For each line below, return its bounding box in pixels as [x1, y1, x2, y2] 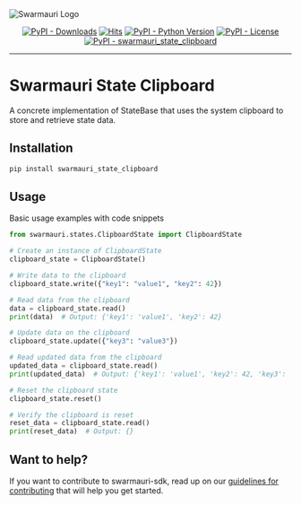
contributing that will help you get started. [9, 485, 164, 496]
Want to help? [9, 452, 89, 467]
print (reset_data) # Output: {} [9, 427, 134, 436]
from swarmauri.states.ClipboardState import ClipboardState [9, 231, 243, 239]
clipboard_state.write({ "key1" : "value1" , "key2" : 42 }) [9, 279, 222, 288]
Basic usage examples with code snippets [9, 213, 164, 223]
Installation [9, 141, 73, 156]
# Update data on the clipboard [9, 328, 130, 337]
